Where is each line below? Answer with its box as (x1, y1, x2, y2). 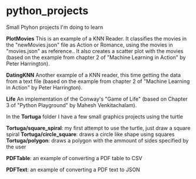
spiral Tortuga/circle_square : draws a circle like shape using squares (6, 131, 175, 138)
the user (6, 143, 26, 150)
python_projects (6, 4, 89, 18)
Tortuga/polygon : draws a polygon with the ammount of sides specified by (6, 137, 189, 144)
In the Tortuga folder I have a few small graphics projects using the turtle (6, 113, 184, 120)
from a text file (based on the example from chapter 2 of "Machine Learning (6, 78, 190, 85)
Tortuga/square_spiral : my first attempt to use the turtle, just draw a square (6, 124, 191, 131)
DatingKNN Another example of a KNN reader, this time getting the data (6, 71, 181, 78)
